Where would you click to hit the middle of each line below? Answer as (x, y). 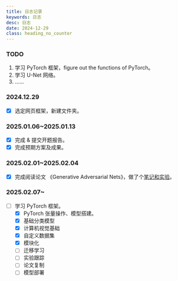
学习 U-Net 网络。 (37, 75)
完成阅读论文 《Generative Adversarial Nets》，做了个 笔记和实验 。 (95, 177)
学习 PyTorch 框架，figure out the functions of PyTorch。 (84, 68)
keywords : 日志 (24, 17)
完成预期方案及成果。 (40, 148)
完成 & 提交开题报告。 (41, 140)
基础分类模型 (39, 220)
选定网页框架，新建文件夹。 (48, 110)
